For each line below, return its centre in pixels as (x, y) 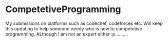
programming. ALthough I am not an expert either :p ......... (67, 34)
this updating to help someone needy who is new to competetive (74, 28)
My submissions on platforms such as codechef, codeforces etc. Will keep (84, 23)
